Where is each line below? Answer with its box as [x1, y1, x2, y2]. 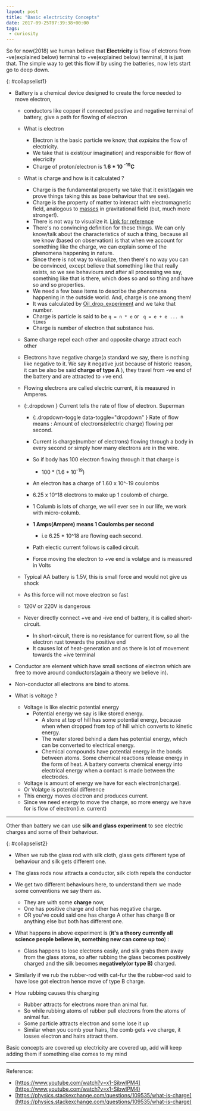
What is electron [23, 125, 64, 132]
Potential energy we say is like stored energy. [32, 710, 144, 717]
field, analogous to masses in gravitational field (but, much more [32, 205, 190, 212]
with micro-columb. [32, 509, 81, 516]
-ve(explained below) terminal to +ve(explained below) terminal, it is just [6, 54, 183, 61]
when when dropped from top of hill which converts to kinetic [41, 722, 193, 730]
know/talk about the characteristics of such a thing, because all [32, 230, 189, 237]
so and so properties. [32, 281, 85, 288]
